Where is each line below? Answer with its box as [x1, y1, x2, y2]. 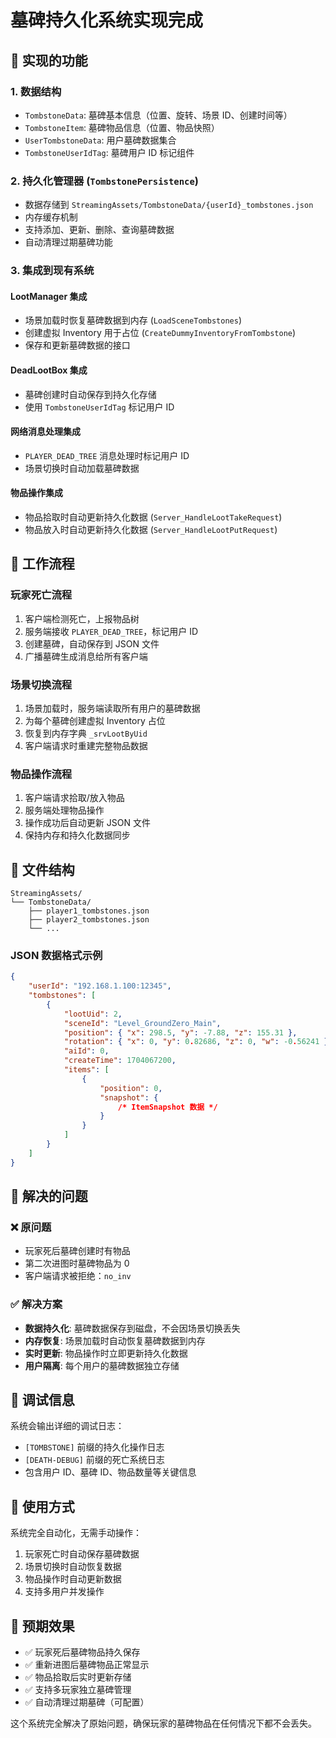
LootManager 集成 [10, 290, 88, 302]
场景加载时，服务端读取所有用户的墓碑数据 [24, 702, 201, 714]
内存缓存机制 [24, 211, 78, 223]
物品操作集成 [10, 487, 63, 499]
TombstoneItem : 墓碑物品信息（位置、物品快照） [24, 121, 220, 133]
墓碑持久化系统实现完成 [10, 9, 204, 32]
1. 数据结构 [10, 84, 62, 98]
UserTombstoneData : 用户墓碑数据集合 [24, 134, 177, 146]
